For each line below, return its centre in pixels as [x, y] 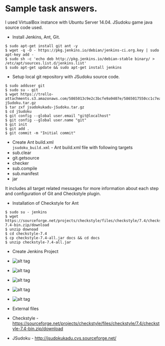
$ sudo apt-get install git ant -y [41, 46]
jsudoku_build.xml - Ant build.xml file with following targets [72, 147]
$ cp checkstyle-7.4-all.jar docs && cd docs [52, 238]
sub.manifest [25, 173]
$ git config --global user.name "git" [46, 120]
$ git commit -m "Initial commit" [41, 133]
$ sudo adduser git [25, 86]
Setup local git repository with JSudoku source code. [66, 76]
